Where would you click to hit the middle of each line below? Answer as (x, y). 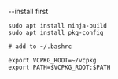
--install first (28, 11)
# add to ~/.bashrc (40, 47)
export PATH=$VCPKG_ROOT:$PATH (59, 67)
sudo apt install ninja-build (58, 26)
